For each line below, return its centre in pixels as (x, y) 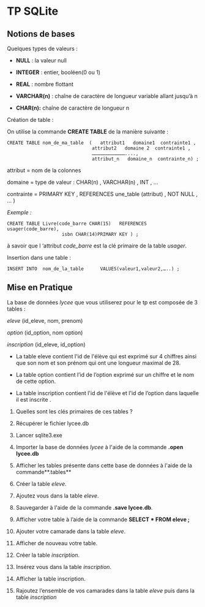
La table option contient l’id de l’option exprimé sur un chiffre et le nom (105, 374)
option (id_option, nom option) (45, 333)
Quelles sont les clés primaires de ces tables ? (74, 411)
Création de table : (30, 120)
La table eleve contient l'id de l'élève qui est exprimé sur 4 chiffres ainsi (106, 356)
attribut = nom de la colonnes (44, 170)
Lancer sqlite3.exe (39, 435)
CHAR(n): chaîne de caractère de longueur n (73, 108)
